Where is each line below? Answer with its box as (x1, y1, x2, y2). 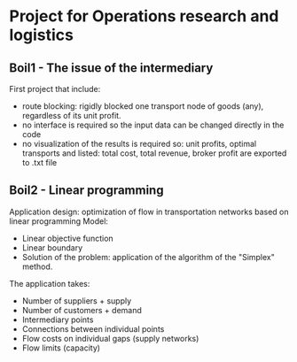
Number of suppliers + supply (21, 295, 132, 306)
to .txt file (21, 158, 58, 167)
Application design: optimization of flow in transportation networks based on (9, 206, 290, 217)
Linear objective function (21, 233, 113, 243)
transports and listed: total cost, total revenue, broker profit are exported (21, 148, 287, 158)
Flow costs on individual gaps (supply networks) (21, 333, 199, 343)
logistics (9, 25, 74, 45)
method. (21, 261, 53, 272)
